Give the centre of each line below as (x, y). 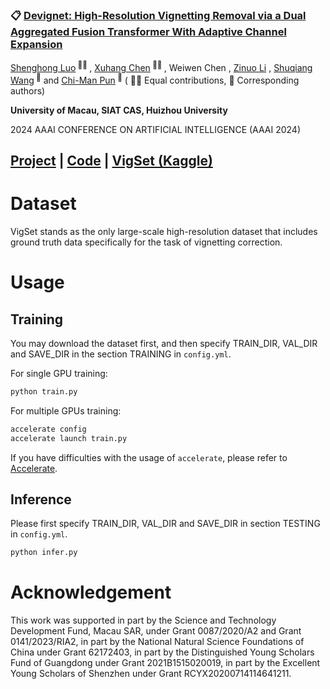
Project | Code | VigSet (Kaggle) (111, 161)
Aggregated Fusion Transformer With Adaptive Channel (148, 31)
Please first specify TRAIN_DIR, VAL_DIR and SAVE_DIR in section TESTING (165, 524)
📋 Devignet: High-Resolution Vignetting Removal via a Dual (158, 15)
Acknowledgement (91, 592)
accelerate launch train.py (69, 438)
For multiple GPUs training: (66, 410)
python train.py (44, 391)
